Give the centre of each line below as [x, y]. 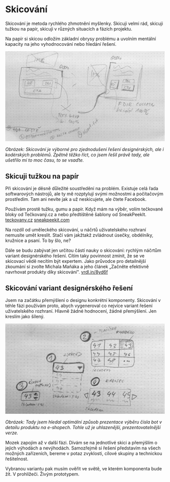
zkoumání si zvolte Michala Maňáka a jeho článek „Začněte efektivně [77, 267]
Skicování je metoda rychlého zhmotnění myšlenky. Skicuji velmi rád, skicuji [84, 23]
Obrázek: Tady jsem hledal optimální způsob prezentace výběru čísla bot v [83, 422]
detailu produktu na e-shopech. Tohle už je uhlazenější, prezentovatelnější [83, 427]
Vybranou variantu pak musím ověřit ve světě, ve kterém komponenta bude [84, 468]
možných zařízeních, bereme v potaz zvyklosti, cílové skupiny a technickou [84, 453]
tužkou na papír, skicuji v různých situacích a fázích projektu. [69, 28]
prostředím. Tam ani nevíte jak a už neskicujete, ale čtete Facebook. [76, 199]
